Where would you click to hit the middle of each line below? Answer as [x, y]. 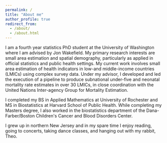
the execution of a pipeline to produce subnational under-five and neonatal [82, 79]
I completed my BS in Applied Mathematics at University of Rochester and [81, 100]
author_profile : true [28, 19]
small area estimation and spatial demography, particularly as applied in [79, 58]
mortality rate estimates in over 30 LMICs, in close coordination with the [79, 85]
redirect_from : [21, 24]
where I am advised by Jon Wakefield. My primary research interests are [80, 53]
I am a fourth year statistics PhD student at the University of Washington [80, 47]
